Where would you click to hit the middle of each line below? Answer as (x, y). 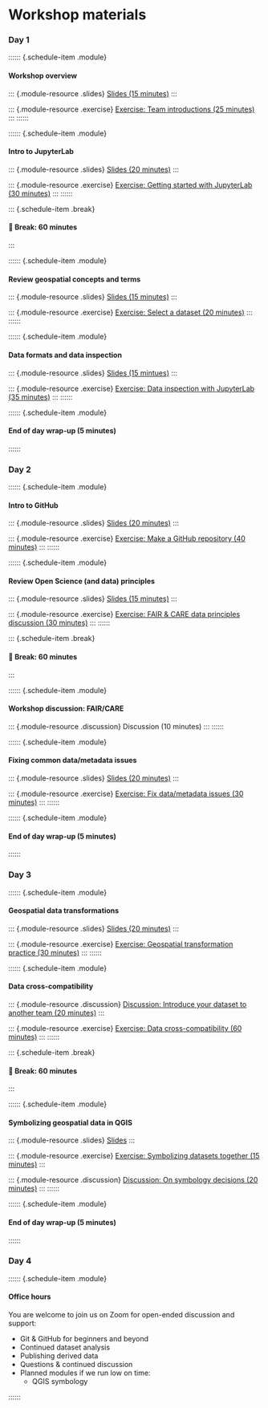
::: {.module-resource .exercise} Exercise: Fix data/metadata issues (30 (126, 794)
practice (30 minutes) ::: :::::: (55, 952)
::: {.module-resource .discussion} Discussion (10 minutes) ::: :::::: (116, 726)
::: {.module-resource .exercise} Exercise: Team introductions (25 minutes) (132, 109)
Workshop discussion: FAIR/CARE (66, 708)
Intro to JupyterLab (41, 152)
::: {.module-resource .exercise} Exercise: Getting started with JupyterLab (130, 185)
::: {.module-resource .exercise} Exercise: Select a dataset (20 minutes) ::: (130, 312)
